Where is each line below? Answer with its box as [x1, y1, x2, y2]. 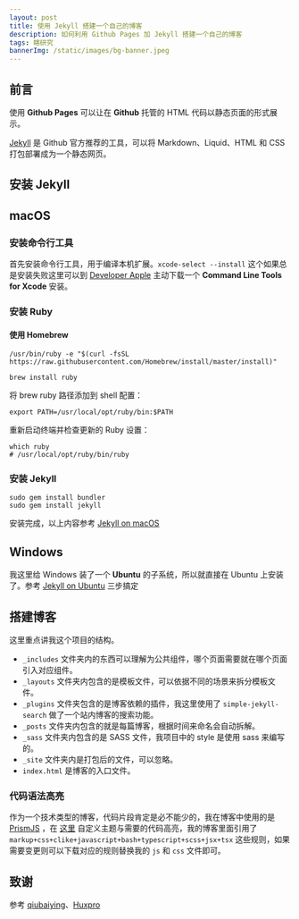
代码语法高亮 [9, 789, 65, 802]
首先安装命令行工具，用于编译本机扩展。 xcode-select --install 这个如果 [9, 258, 279, 269]
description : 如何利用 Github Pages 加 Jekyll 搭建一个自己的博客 [9, 30, 243, 38]
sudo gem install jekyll [9, 502, 102, 510]
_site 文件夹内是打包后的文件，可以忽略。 [21, 755, 179, 765]
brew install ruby [9, 373, 78, 383]
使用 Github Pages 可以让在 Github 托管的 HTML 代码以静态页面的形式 [9, 106, 270, 117]
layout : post [9, 13, 58, 22]
